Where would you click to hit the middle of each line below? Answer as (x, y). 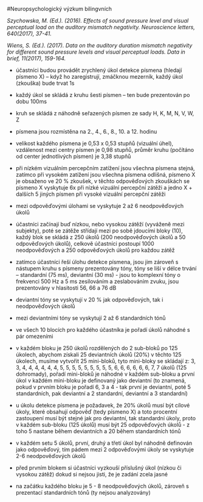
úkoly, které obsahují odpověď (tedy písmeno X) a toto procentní (96, 412)
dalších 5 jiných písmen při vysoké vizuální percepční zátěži (91, 194)
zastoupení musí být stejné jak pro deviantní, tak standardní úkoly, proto (106, 418)
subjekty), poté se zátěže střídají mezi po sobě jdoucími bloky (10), (99, 231)
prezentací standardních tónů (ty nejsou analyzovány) (83, 493)
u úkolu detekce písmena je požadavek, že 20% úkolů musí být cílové (103, 405)
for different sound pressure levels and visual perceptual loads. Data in (96, 52)
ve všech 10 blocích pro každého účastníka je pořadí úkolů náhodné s (103, 330)
